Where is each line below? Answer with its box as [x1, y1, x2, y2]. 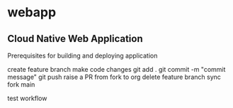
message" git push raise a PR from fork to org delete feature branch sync [7, 72, 222, 81]
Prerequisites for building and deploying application [7, 51, 158, 60]
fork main [7, 80, 35, 89]
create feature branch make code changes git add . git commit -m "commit [7, 65, 226, 73]
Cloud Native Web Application [7, 33, 143, 45]
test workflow [7, 94, 47, 102]
